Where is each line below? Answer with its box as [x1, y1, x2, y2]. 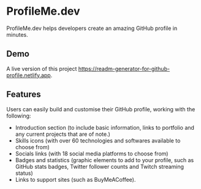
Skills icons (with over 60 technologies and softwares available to [15, 136, 181, 144]
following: [6, 112, 31, 119]
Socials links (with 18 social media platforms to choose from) [15, 150, 169, 157]
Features [6, 89, 41, 100]
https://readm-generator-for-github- [78, 65, 170, 72]
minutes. [6, 31, 29, 38]
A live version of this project [6, 65, 77, 72]
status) [15, 169, 34, 177]
